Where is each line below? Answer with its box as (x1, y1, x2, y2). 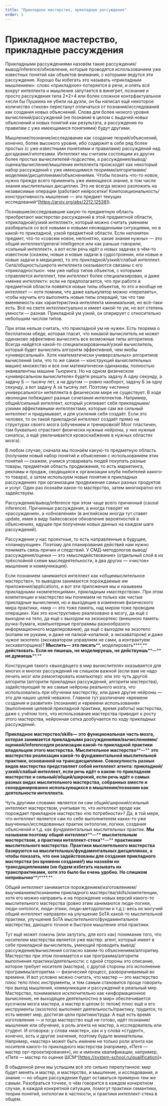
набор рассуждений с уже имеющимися (5, 167, 93, 173)
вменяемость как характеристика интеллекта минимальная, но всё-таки (5, 300, 163, 306)
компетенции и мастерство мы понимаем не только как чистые (5, 594, 143, 600)
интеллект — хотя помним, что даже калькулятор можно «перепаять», (5, 289, 158, 295)
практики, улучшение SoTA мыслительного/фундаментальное (5, 916, 139, 922)
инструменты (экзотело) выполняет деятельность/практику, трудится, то (5, 1006, 163, 1012)
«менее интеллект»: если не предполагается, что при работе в (5, 278, 141, 284)
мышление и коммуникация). (5, 563, 69, 569)
